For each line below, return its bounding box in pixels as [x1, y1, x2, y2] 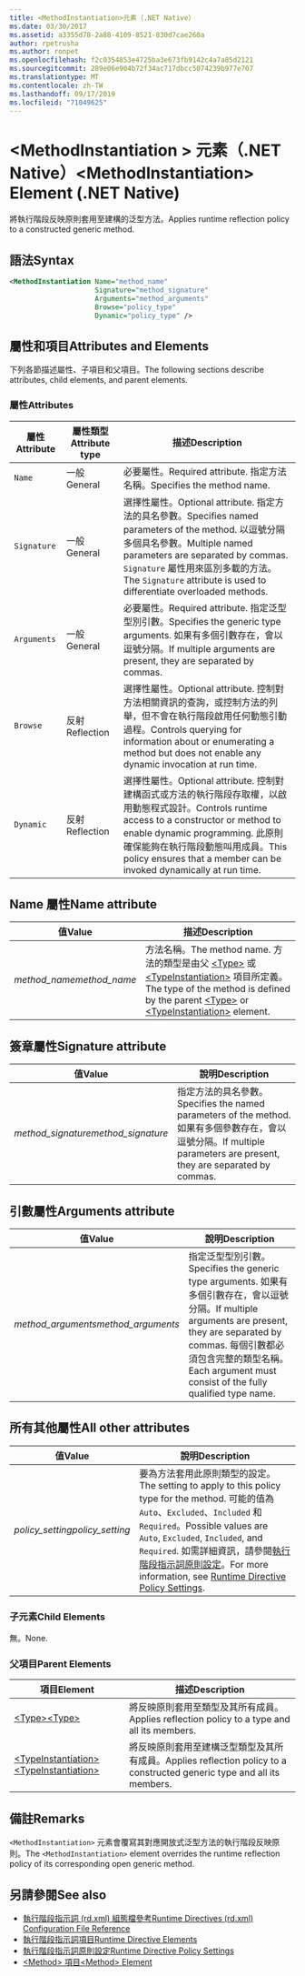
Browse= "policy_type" [94, 302, 177, 312]
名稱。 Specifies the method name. [123, 478, 271, 491]
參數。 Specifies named [159, 509, 259, 522]
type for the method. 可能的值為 [139, 1492, 275, 1505]
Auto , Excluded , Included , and [139, 1531, 263, 1544]
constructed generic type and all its [128, 1766, 280, 1779]
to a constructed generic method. [9, 224, 135, 235]
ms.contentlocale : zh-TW [9, 81, 103, 90]
